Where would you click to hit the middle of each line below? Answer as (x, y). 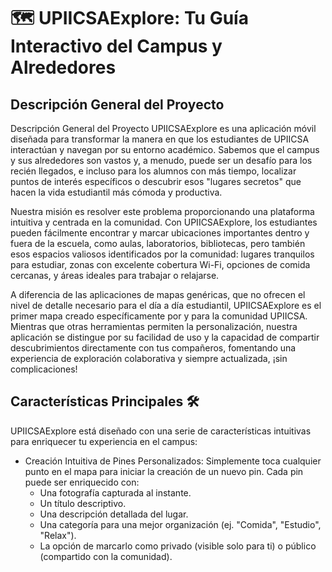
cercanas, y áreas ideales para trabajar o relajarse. (115, 275)
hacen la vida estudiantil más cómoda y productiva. (116, 192)
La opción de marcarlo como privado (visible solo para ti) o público (178, 546)
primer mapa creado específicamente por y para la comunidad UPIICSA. (159, 316)
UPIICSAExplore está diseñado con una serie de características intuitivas (161, 431)
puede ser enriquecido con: (82, 482)
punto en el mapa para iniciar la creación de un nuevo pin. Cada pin (164, 471)
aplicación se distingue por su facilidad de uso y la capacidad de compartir (165, 337)
